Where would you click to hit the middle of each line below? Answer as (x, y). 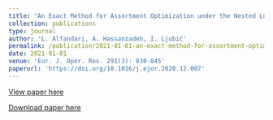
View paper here (36, 92)
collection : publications (52, 24)
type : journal (32, 31)
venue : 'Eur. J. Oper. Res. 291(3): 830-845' (87, 62)
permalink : (27, 46)
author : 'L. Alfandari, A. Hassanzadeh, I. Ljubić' (97, 39)
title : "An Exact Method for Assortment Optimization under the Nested (132, 16)
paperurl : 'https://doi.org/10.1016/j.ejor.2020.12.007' (107, 69)
